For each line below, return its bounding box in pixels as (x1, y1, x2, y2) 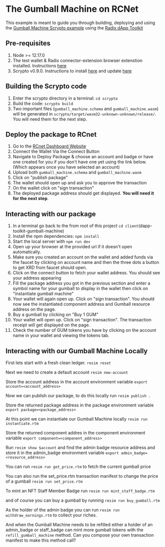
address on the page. (12, 306, 56, 313)
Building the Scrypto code (5, 82, 87, 90)
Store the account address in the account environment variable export (5, 379, 148, 384)
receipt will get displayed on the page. (12, 322, 90, 328)
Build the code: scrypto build (12, 100, 73, 106)
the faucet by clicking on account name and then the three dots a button (12, 259, 159, 265)
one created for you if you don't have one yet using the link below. (12, 159, 147, 165)
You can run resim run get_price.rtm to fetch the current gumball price (5, 463, 151, 469)
